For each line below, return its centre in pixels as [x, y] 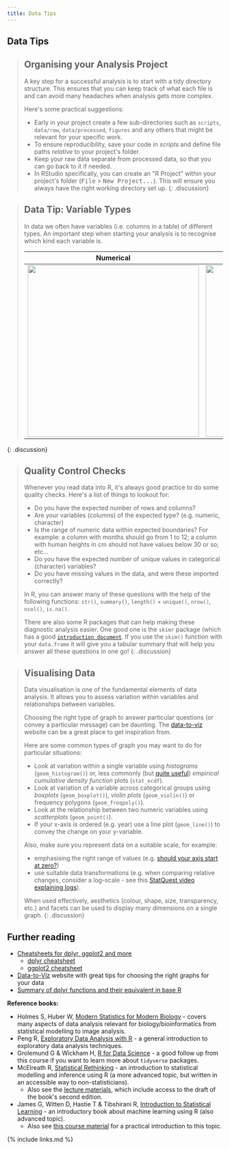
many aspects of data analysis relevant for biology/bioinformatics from [117, 1024]
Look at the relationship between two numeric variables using [121, 810]
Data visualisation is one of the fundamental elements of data [110, 690]
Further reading [41, 937]
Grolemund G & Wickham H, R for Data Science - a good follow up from [118, 1053]
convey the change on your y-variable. [89, 832]
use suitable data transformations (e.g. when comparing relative [124, 873]
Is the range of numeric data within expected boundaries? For [121, 530]
